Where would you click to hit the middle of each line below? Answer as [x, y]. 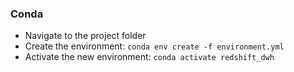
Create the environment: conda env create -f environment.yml [154, 46]
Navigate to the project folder [85, 36]
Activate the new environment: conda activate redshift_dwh [149, 57]
